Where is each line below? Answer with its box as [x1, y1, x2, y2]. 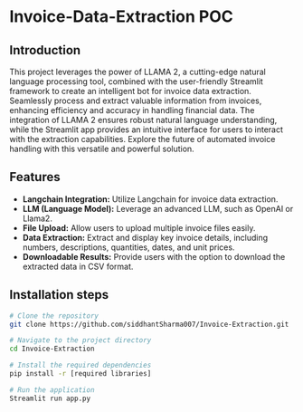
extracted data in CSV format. [22, 261, 134, 272]
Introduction [9, 43, 81, 58]
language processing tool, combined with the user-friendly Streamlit [9, 76, 264, 87]
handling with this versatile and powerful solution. [9, 143, 194, 154]
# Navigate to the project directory [9, 336, 152, 345]
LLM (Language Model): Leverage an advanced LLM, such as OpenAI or [22, 203, 294, 214]
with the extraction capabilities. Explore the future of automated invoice [9, 134, 276, 144]
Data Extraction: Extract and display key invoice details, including [22, 232, 269, 243]
